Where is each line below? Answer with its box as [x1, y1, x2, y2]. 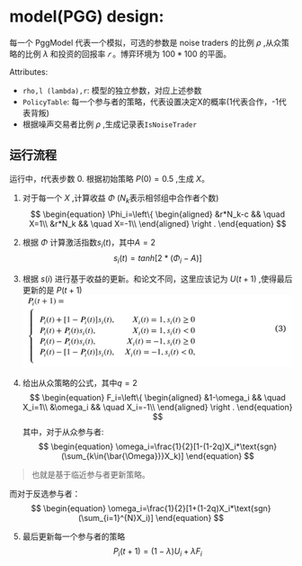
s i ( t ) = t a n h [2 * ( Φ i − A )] [113, 253, 202, 266]
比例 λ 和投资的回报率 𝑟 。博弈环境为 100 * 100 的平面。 [24, 48, 232, 59]
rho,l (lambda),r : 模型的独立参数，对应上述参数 [22, 85, 202, 95]
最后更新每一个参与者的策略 [22, 531, 126, 542]
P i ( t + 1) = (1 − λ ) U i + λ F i [112, 545, 202, 559]
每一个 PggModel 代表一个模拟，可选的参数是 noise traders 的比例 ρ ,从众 [9, 37, 282, 48]
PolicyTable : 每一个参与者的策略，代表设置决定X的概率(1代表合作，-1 [22, 96, 280, 107]
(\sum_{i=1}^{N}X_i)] [77, 512, 155, 523]
